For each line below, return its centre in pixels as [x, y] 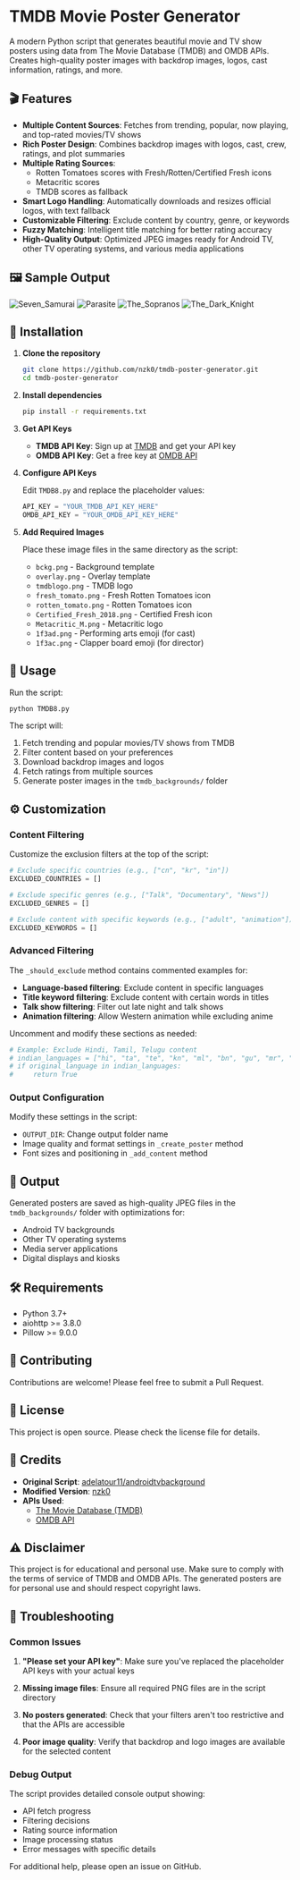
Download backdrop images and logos [93, 762]
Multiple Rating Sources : [69, 163]
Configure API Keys [59, 473]
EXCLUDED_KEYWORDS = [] [54, 927]
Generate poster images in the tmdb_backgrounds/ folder [125, 781]
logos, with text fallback [66, 210]
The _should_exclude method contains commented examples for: [129, 970]
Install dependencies [62, 395]
